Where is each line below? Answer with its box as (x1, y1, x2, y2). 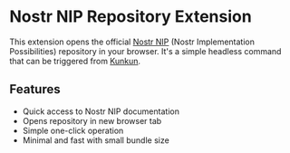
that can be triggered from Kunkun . (9, 55, 141, 66)
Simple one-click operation (22, 125, 124, 136)
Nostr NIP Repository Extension (9, 6, 252, 27)
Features (9, 81, 61, 97)
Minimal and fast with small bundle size (22, 134, 169, 146)
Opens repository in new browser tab (22, 115, 162, 126)
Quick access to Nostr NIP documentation (22, 106, 179, 117)
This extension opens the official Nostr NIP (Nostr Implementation (9, 36, 256, 47)
